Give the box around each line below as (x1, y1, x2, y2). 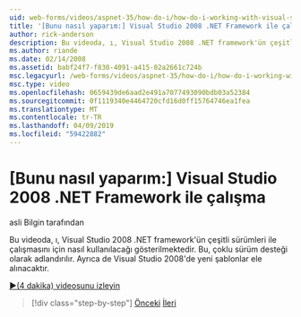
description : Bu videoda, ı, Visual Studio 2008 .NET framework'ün (9, 38, 267, 47)
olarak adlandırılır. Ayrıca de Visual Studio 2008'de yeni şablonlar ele (9, 253, 262, 264)
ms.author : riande (9, 47, 78, 56)
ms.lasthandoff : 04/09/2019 (9, 122, 115, 131)
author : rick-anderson (9, 30, 94, 39)
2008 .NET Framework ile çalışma (9, 187, 266, 208)
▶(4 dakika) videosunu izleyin (9, 279, 121, 291)
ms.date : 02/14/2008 (9, 55, 87, 64)
